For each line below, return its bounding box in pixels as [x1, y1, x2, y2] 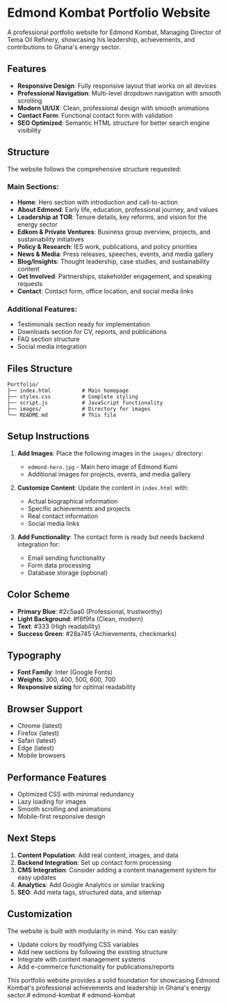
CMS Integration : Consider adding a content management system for [17, 866, 217, 874]
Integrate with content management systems [17, 955, 146, 963]
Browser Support [7, 703, 83, 715]
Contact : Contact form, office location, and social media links [17, 287, 194, 295]
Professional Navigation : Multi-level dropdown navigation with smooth [17, 89, 221, 97]
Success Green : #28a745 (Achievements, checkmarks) [17, 629, 177, 637]
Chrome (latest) [17, 722, 63, 730]
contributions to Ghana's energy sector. [7, 43, 121, 51]
